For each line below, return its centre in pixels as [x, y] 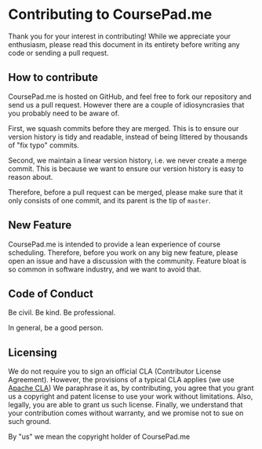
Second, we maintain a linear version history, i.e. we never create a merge [127, 160]
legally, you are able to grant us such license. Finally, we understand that [126, 405]
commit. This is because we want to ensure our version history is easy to [126, 168]
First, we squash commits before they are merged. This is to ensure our [124, 128]
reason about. [31, 177]
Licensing [33, 352]
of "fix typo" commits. [44, 145]
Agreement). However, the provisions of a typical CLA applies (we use [122, 380]
